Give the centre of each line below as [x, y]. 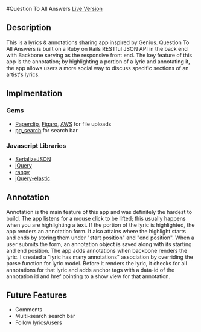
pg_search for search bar [46, 130]
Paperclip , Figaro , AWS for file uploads [63, 124]
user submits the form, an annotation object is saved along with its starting [99, 244]
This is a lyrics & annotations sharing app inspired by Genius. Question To [98, 42]
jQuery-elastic [33, 178]
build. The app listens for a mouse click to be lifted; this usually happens [96, 218]
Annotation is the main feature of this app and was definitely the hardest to [99, 212]
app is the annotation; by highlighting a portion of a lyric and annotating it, [98, 61]
